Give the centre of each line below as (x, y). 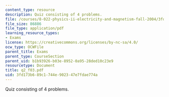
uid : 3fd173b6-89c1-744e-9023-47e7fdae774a (52, 75)
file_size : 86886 (23, 24)
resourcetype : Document (30, 65)
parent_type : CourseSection (35, 56)
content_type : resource (30, 10)
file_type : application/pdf (35, 28)
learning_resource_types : (32, 33)
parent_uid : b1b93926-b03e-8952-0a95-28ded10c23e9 (59, 61)
